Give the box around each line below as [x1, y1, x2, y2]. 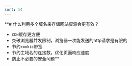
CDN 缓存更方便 [11, 31, 40, 37]
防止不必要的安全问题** [11, 55, 59, 61]
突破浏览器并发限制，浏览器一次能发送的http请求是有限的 [11, 37, 128, 43]
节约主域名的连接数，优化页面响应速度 [11, 49, 89, 55]
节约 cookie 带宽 [11, 43, 43, 49]
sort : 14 [4, 7, 23, 12]
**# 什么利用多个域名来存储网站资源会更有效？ [4, 21, 99, 27]
